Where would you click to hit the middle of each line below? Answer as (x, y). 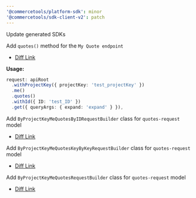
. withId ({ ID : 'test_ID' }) (46, 102)
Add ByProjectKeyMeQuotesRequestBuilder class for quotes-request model (96, 177)
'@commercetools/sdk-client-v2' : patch (56, 17)
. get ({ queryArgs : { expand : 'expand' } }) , (67, 107)
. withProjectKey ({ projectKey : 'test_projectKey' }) (78, 85)
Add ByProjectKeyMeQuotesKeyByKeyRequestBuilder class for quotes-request (98, 148)
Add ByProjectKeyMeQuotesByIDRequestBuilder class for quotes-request (93, 118)
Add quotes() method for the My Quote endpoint (65, 46)
